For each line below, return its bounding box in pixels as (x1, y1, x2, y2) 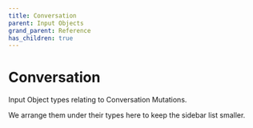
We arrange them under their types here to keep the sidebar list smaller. (8, 110, 246, 120)
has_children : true (8, 34, 74, 42)
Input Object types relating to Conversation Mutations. (8, 95, 187, 105)
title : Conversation (8, 11, 78, 20)
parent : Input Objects (8, 19, 84, 27)
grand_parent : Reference (8, 26, 91, 34)
